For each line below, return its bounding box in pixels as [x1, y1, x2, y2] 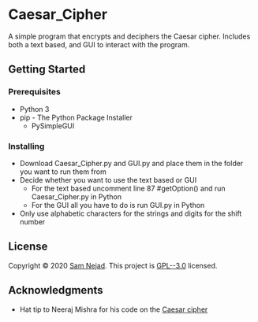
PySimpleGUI [31, 120, 75, 131]
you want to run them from [19, 167, 107, 176]
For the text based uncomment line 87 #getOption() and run [31, 183, 226, 193]
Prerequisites [8, 87, 61, 98]
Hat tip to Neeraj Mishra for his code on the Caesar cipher [19, 305, 208, 314]
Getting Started [8, 63, 86, 76]
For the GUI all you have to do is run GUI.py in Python [31, 200, 205, 209]
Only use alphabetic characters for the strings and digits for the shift [19, 209, 242, 218]
